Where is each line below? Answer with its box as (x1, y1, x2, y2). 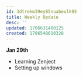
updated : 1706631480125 (6, 25, 64, 31)
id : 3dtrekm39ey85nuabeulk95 (6, 8, 77, 15)
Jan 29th (6, 46, 29, 53)
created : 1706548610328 (6, 31, 64, 36)
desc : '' (6, 19, 27, 25)
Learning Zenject (14, 58, 56, 65)
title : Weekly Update (6, 14, 59, 20)
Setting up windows (14, 64, 63, 71)
